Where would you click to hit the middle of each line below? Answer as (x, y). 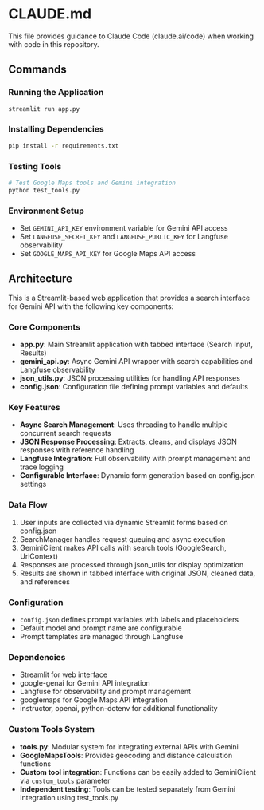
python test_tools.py (44, 190)
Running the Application (56, 93)
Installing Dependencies (56, 129)
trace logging (41, 467)
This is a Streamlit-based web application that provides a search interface (129, 298)
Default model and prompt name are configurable (101, 628)
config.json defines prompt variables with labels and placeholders (129, 620)
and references (45, 581)
